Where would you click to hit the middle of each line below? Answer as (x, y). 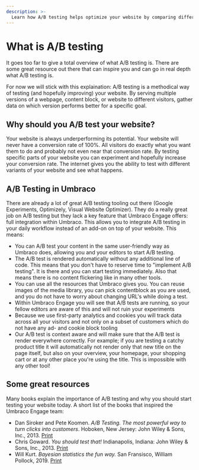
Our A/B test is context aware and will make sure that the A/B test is (97, 334)
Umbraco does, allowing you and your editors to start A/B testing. (94, 252)
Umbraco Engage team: (35, 411)
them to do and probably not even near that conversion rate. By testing (93, 151)
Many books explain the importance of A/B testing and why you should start (99, 398)
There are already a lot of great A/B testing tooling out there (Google (89, 203)
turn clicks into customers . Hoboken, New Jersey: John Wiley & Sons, (100, 429)
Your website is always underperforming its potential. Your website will (92, 139)
